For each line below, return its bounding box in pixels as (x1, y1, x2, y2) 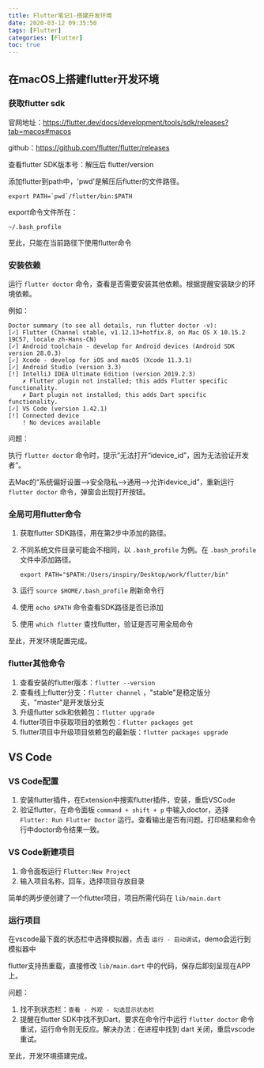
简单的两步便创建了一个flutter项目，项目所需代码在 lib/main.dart (8, 893, 221, 902)
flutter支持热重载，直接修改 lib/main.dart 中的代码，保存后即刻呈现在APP (8, 960, 251, 971)
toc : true (8, 41, 41, 49)
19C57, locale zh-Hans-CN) (8, 336, 97, 344)
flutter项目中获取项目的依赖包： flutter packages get (19, 717, 194, 727)
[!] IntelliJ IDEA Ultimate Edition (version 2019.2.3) (8, 370, 196, 379)
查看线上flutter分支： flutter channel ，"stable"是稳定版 (19, 687, 204, 697)
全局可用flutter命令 (8, 509, 81, 520)
